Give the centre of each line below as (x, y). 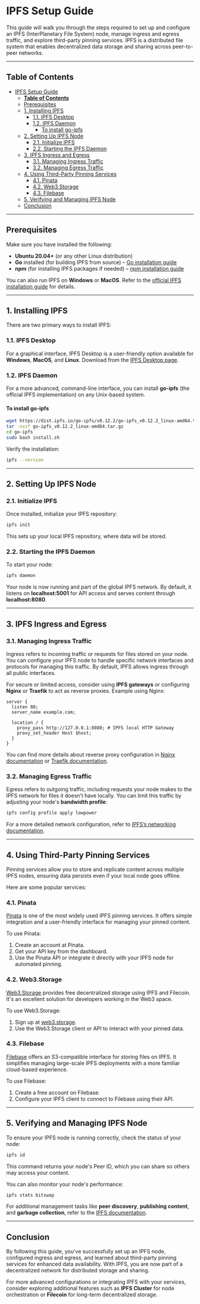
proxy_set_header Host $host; (54, 733)
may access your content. (38, 1172)
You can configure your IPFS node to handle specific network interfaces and (100, 660)
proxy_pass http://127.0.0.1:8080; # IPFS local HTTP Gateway (96, 728)
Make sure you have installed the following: (59, 244)
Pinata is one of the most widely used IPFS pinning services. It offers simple (99, 916)
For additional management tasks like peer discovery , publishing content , (98, 1206)
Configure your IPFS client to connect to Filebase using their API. (94, 1099)
